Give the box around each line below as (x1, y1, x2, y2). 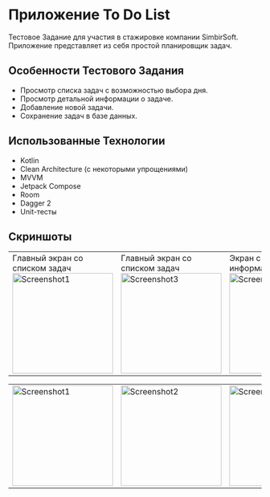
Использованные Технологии (8, 134, 166, 148)
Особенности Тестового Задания (8, 64, 185, 78)
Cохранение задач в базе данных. (19, 111, 138, 120)
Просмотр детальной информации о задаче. (19, 94, 174, 104)
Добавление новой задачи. (19, 102, 114, 112)
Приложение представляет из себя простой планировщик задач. (8, 40, 233, 50)
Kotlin (19, 155, 39, 165)
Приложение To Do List (8, 6, 170, 24)
